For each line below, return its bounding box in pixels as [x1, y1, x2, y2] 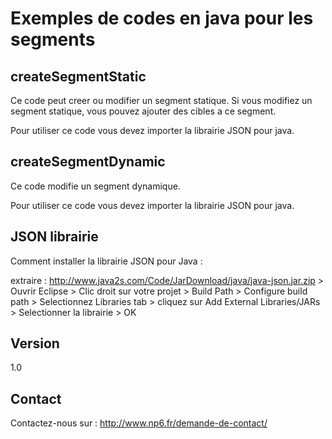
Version [10, 335, 60, 352]
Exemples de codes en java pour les [10, 7, 314, 30]
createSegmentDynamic [10, 153, 166, 171]
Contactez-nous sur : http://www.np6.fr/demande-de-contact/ [10, 417, 268, 429]
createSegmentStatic [10, 68, 147, 85]
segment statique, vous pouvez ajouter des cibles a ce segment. [10, 105, 277, 117]
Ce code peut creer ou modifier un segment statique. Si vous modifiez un [10, 95, 313, 106]
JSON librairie [10, 228, 99, 246]
